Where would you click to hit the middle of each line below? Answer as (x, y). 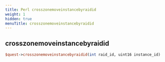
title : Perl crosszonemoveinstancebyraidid (51, 10)
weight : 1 (15, 14)
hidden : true (19, 19)
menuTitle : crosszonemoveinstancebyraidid (50, 23)
